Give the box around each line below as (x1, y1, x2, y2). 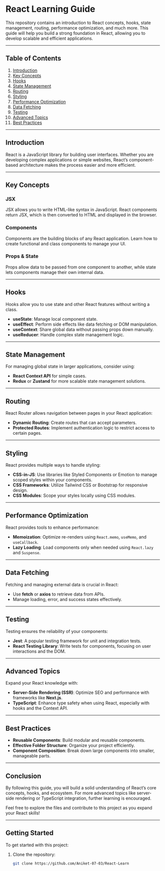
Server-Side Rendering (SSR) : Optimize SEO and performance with (12, 690, 149, 695)
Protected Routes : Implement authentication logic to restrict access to (12, 425, 155, 431)
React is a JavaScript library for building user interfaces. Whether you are (5, 151, 154, 157)
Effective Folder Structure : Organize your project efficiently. (12, 743, 135, 749)
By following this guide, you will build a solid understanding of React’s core (5, 784, 157, 790)
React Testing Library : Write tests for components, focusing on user (12, 643, 151, 649)
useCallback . (12, 539, 39, 545)
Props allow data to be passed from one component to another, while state (5, 264, 156, 270)
